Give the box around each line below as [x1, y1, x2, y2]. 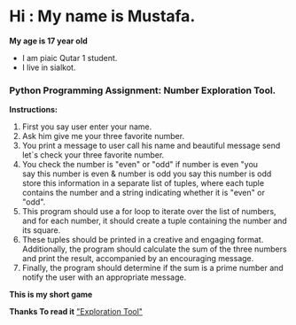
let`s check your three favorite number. [21, 150, 165, 160]
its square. [21, 225, 61, 236]
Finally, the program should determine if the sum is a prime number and [21, 263, 284, 274]
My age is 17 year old [9, 35, 89, 46]
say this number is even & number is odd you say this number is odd [21, 168, 272, 179]
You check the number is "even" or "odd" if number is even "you [21, 159, 259, 170]
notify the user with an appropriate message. [21, 272, 187, 282]
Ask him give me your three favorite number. [21, 131, 184, 142]
